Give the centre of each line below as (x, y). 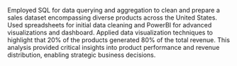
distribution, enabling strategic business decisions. (82, 55)
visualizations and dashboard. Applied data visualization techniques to (110, 32)
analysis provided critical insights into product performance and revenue (114, 47)
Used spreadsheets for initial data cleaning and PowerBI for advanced (110, 25)
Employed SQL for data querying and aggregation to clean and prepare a (114, 10)
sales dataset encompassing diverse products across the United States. (112, 18)
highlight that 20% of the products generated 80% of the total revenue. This (119, 40)
